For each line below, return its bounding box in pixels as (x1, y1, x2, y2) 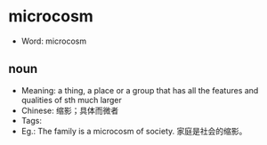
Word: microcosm (20, 36, 86, 46)
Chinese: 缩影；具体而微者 (20, 105, 119, 116)
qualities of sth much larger (20, 94, 122, 105)
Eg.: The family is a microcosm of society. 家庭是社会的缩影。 (20, 125, 247, 136)
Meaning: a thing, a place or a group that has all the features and (20, 85, 259, 95)
